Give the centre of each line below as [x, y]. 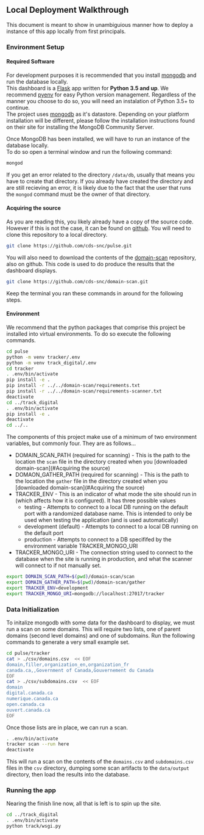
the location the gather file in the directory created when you [91, 481]
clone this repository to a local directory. [57, 235]
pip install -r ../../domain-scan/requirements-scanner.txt [84, 391]
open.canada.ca [26, 704]
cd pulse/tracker [28, 653]
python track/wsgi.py [34, 826]
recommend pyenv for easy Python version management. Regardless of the [101, 95]
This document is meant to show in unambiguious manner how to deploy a [100, 24]
